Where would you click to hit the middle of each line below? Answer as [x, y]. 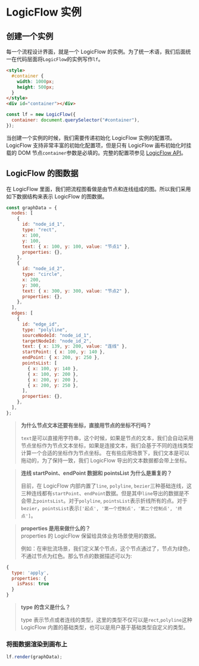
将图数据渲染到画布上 [37, 644]
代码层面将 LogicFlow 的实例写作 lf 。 [60, 59]
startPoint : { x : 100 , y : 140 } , [63, 352]
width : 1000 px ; [36, 81]
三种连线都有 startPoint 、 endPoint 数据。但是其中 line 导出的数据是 [102, 493]
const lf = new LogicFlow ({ [41, 115]
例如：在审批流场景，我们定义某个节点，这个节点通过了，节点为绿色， [107, 548]
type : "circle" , [42, 274]
